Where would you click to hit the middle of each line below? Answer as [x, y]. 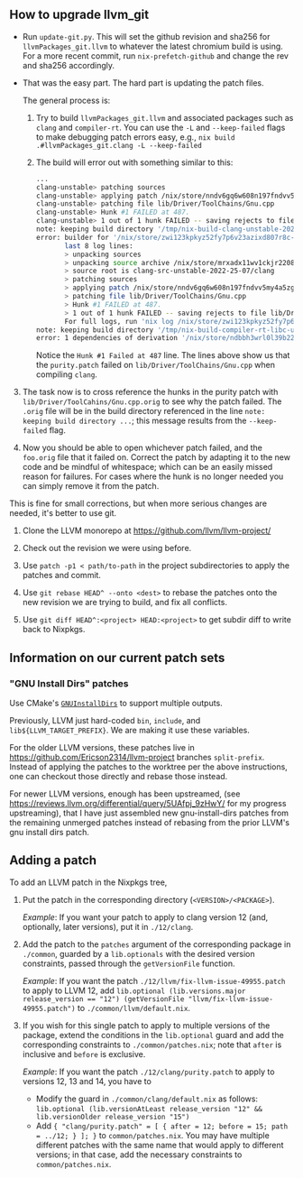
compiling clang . [66, 374]
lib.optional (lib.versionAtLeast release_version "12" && [149, 1109]
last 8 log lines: [99, 246]
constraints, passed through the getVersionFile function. [129, 963]
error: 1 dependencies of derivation [107, 338]
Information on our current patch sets [117, 658]
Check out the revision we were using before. [107, 548]
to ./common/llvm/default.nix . [134, 1008]
